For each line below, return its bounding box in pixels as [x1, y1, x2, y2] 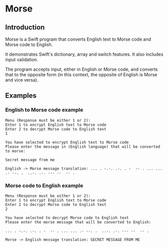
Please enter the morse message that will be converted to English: [5, 219, 151, 224]
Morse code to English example [5, 182, 84, 189]
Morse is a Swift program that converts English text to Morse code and [5, 36, 151, 42]
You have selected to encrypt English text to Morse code [5, 140, 129, 145]
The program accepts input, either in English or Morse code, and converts [5, 66, 158, 72]
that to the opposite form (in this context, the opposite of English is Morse [5, 72, 157, 78]
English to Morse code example [5, 106, 84, 113]
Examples [5, 91, 37, 100]
